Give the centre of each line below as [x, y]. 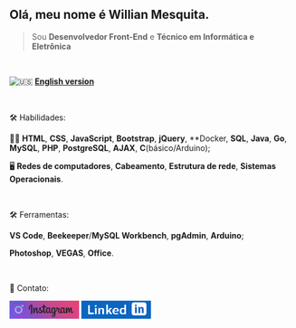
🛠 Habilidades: [38, 117]
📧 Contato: [29, 287]
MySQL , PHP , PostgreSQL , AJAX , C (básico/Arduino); [110, 147]
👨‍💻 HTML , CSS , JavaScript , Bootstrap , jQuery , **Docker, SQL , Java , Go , [148, 138]
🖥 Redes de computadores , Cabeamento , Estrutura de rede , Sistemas [143, 165]
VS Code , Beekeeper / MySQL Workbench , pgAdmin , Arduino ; [127, 235]
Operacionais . [36, 179]
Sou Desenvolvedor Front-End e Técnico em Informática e [143, 36]
